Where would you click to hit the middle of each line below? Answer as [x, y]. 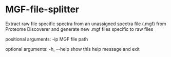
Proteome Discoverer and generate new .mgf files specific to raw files [79, 29]
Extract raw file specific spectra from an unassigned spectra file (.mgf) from [86, 24]
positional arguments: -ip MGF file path [47, 39]
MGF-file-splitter [42, 9]
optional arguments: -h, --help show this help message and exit [72, 49]
